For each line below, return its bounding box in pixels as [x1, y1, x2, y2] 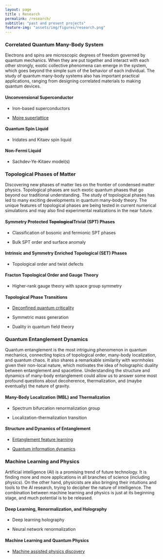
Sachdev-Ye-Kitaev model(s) [12, 159, 70, 164]
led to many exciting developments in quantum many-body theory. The [5, 198, 147, 203]
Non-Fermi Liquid [5, 148, 41, 154]
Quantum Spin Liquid [5, 126, 49, 132]
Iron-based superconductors [12, 105, 70, 111]
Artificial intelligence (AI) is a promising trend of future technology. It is [5, 469, 147, 475]
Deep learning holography [12, 517, 65, 523]
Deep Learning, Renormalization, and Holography [5, 506, 107, 512]
